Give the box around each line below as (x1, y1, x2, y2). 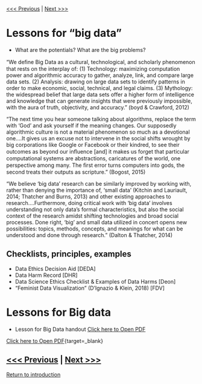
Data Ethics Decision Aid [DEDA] (14, 265, 96, 272)
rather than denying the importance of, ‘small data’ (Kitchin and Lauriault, (6, 186, 188, 194)
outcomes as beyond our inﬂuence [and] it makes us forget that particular (6, 148, 190, 155)
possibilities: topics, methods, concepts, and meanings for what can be (6, 225, 183, 232)
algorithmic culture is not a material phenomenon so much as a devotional (6, 128, 190, 135)
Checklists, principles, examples (6, 249, 131, 259)
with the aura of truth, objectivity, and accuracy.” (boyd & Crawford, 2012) (6, 103, 190, 111)
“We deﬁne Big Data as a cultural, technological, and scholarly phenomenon (6, 58, 195, 65)
